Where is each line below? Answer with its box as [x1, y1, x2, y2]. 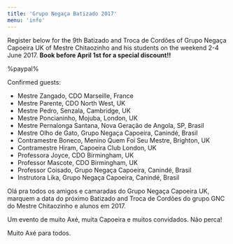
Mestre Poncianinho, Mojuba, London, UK [17, 113, 138, 122]
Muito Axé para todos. [7, 229, 71, 237]
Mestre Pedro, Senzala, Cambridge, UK [17, 106, 131, 115]
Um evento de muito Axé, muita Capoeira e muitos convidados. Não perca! [7, 215, 223, 224]
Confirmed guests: [7, 78, 62, 86]
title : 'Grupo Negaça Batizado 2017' [7, 10, 118, 17]
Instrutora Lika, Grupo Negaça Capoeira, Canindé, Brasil [17, 173, 180, 182]
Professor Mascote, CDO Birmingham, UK [17, 158, 139, 166]
